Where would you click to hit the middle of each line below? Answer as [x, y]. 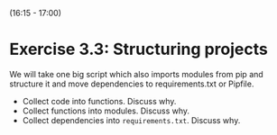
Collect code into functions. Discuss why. [99, 101]
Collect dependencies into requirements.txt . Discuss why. [131, 120]
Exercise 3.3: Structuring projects [138, 49]
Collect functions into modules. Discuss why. [106, 111]
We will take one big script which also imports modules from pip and [136, 74]
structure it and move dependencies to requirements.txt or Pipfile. [132, 84]
